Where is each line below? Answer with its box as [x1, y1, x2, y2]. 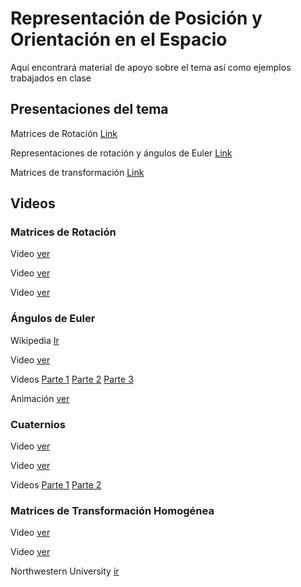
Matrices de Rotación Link [10, 127, 118, 139]
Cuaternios [10, 417, 66, 431]
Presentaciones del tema [10, 101, 169, 118]
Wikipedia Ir [10, 334, 60, 346]
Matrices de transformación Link [10, 166, 145, 178]
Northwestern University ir [10, 565, 120, 577]
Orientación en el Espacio [10, 28, 228, 51]
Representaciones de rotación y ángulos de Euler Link [10, 147, 233, 159]
